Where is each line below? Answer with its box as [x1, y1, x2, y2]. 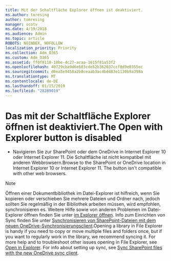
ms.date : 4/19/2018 [5, 27, 47, 32]
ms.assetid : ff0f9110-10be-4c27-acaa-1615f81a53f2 [5, 60, 116, 65]
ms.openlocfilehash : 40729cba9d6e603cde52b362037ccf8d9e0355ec [5, 64, 143, 69]
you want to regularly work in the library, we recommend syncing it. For [5, 233, 156, 240]
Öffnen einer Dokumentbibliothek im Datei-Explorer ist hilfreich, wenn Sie [5, 190, 160, 197]
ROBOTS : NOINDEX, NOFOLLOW [5, 41, 63, 46]
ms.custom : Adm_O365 [5, 55, 50, 60]
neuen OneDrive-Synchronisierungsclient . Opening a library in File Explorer [5, 223, 163, 229]
